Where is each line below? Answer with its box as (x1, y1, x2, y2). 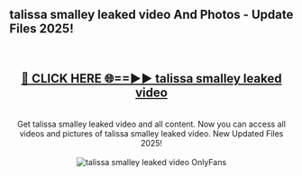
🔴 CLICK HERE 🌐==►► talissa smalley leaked (21, 71, 282, 86)
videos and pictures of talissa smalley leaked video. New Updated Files (19, 128, 284, 138)
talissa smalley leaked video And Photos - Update (9, 7, 294, 22)
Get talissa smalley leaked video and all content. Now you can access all (16, 119, 287, 129)
